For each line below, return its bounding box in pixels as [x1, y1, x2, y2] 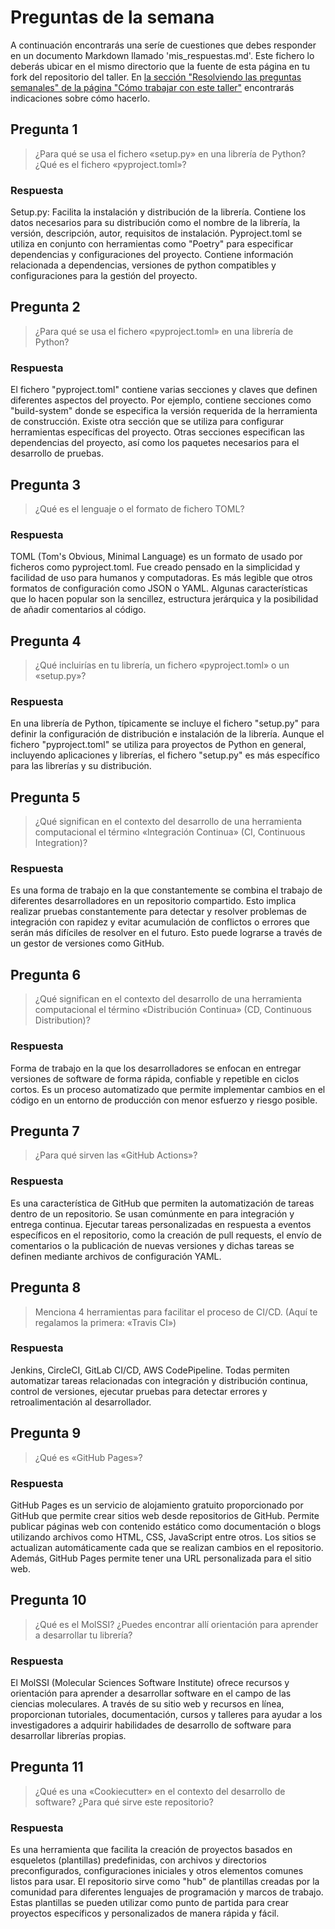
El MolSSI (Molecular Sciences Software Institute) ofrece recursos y [10, 1677, 290, 1689]
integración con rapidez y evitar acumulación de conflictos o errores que [10, 916, 310, 928]
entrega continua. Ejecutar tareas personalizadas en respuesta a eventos [10, 1218, 312, 1230]
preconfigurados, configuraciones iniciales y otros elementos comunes [10, 1865, 304, 1877]
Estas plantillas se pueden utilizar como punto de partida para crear [10, 1897, 290, 1909]
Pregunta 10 [10, 1592, 87, 1609]
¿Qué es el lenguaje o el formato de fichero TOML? [34, 502, 245, 515]
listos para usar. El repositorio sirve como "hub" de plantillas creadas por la [10, 1876, 320, 1888]
